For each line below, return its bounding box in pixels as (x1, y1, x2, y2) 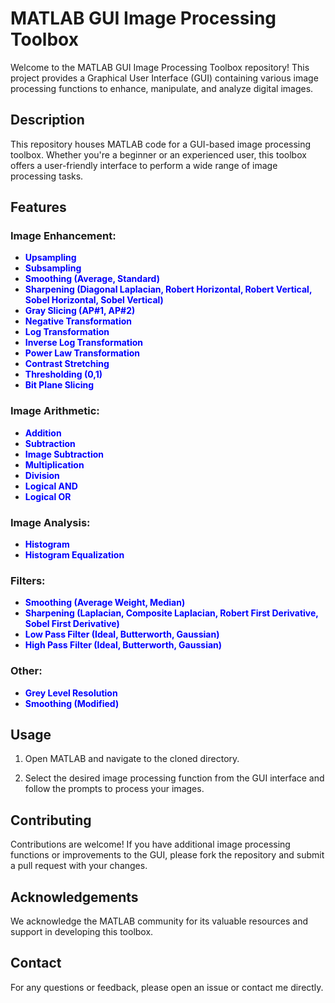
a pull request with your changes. (10, 860, 148, 872)
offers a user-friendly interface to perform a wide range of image (10, 159, 278, 171)
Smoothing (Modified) (24, 697, 120, 709)
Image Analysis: (10, 515, 91, 529)
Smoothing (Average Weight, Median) (24, 597, 186, 609)
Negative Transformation (24, 315, 133, 327)
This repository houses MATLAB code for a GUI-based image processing (10, 138, 312, 150)
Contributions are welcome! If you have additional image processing (10, 838, 291, 851)
